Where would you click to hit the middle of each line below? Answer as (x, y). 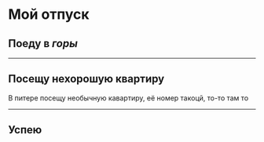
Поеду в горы (43, 44)
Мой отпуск (49, 15)
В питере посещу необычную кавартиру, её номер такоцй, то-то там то (128, 98)
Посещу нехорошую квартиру (86, 79)
